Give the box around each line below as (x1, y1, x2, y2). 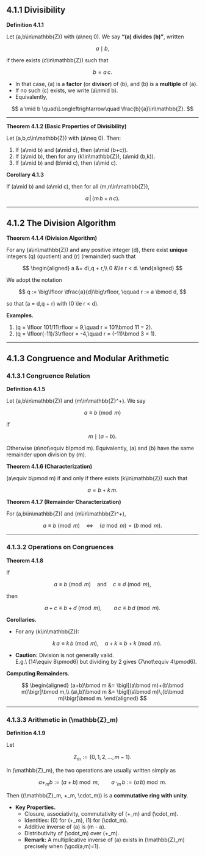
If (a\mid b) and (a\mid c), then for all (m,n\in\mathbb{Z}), (6, 182, 150, 190)
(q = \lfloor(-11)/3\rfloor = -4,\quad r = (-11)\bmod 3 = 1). (15, 329, 157, 337)
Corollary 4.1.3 (6, 171, 45, 178)
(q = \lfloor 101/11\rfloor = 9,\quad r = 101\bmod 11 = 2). (15, 323, 153, 331)
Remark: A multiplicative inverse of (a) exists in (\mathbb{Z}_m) (24, 836, 185, 843)
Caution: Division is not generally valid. (15, 651, 114, 658)
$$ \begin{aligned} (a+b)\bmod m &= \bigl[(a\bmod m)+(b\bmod (21, 682, 184, 689)
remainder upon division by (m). (6, 451, 87, 458)
